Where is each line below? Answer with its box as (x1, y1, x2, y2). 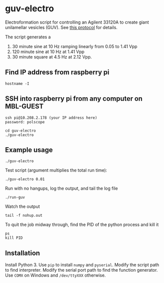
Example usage (5, 145, 53, 154)
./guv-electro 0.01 (5, 177, 45, 182)
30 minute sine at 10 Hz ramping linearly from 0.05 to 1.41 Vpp (12, 43, 138, 49)
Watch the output (5, 203, 40, 209)
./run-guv (5, 195, 25, 200)
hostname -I (5, 81, 29, 86)
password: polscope (5, 119, 45, 124)
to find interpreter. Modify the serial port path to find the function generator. (5, 267, 158, 273)
